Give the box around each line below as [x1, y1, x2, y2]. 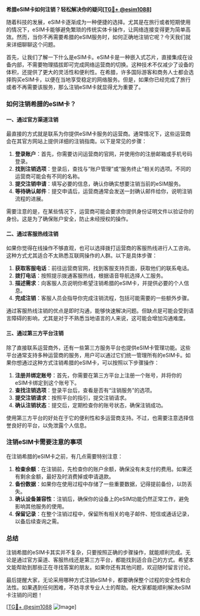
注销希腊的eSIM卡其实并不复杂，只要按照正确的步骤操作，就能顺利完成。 [6, 549, 186, 556]
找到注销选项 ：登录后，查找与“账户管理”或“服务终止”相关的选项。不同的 [14, 166, 192, 173]
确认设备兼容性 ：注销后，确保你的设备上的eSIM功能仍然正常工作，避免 [14, 495, 189, 502]
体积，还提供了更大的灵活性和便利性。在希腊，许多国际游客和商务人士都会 [6, 69, 189, 75]
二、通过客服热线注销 [6, 230, 58, 237]
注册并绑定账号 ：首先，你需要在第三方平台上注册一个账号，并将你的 [14, 372, 182, 379]
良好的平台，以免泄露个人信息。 [11, 421, 90, 429]
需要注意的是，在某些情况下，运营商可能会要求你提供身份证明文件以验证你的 [6, 208, 194, 215]
